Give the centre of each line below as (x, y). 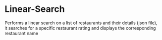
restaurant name (21, 33)
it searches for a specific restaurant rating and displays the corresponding (80, 28)
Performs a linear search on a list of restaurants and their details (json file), (81, 23)
